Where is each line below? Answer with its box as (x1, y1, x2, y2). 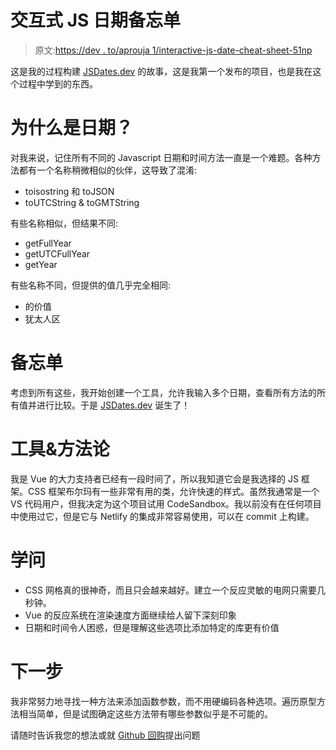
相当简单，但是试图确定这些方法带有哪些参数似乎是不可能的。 (18, 707, 273, 720)
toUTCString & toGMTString (24, 196, 140, 208)
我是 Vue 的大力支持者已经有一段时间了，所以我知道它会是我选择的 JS (10, 472, 299, 485)
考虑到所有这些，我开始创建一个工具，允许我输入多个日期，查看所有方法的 (10, 386, 317, 398)
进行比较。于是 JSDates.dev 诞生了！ (36, 399, 191, 411)
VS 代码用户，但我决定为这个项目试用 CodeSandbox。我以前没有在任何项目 (10, 497, 322, 510)
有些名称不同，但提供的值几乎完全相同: (10, 279, 172, 291)
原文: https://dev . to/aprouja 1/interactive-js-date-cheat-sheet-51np (34, 44, 313, 56)
